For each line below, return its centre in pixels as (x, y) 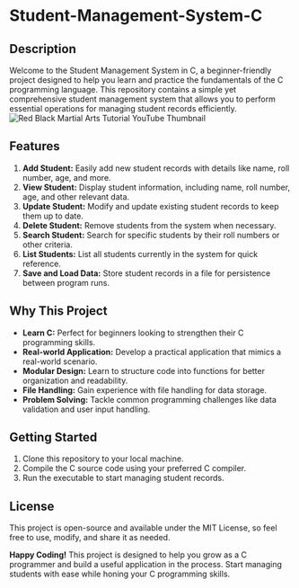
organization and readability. (75, 380)
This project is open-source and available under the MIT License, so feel (143, 528)
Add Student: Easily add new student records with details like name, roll (156, 168)
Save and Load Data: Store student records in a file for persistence (146, 273)
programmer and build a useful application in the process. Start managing (146, 565)
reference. (41, 263)
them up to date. (53, 216)
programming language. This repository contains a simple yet (123, 89)
